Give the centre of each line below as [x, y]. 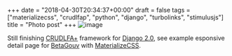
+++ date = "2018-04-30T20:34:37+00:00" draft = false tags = [99, 10]
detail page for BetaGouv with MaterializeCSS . [74, 45]
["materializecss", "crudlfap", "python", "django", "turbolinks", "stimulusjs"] [116, 17]
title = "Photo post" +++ [42, 25]
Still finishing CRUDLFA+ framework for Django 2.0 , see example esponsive [116, 38]
